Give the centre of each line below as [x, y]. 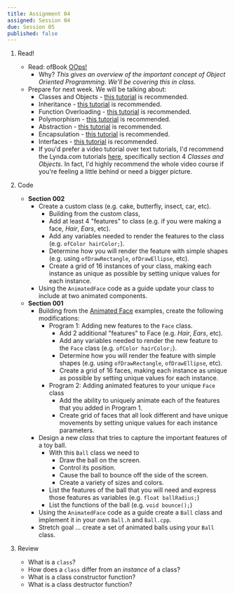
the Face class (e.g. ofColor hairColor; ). [118, 348]
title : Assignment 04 [39, 14]
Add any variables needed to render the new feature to [139, 341]
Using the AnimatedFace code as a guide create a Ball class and [130, 512]
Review [28, 548]
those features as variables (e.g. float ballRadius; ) [124, 498]
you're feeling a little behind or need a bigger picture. [115, 172]
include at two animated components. [93, 296]
